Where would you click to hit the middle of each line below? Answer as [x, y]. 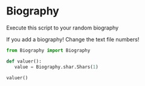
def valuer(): [24, 61]
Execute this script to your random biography [63, 28]
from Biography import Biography [48, 50]
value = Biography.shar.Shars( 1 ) [56, 67]
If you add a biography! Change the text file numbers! [73, 39]
